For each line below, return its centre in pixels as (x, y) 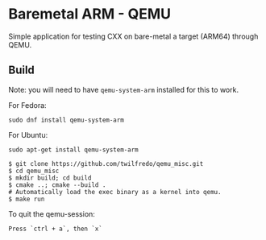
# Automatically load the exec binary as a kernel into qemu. (115, 192)
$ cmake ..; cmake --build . (57, 185)
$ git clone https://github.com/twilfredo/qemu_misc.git (106, 163)
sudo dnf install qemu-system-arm (66, 120)
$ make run (27, 199)
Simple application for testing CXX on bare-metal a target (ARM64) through (133, 36)
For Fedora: (27, 105)
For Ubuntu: (28, 134)
